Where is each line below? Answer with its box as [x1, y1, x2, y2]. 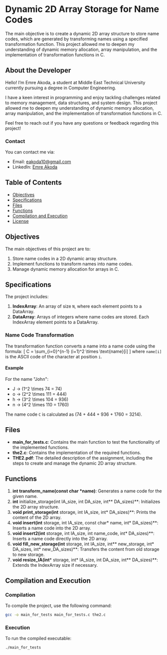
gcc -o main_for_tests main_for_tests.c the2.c [5, 612, 106, 618]
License [12, 218, 29, 224]
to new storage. [12, 551, 45, 557]
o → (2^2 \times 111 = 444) [12, 391, 67, 397]
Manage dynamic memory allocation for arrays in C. [12, 266, 120, 272]
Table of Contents [5, 178, 62, 187]
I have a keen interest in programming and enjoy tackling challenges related [5, 94, 161, 100]
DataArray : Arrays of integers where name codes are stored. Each [12, 314, 150, 320]
